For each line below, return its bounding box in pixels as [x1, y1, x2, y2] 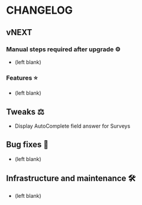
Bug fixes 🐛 [6, 140, 49, 150]
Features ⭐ [6, 74, 38, 82]
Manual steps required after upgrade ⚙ [6, 45, 121, 53]
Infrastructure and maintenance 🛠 [6, 174, 136, 184]
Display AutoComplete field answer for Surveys [14, 122, 131, 130]
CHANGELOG [6, 4, 73, 17]
